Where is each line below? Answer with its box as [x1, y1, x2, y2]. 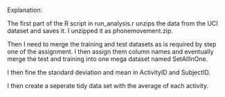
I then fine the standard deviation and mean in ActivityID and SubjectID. [7, 69, 211, 76]
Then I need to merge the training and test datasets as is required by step [7, 40, 217, 48]
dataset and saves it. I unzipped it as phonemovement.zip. [7, 27, 173, 35]
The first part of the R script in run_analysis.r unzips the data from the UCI [7, 19, 218, 27]
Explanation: [7, 6, 43, 14]
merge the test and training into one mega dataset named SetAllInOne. [7, 55, 208, 63]
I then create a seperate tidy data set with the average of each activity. [7, 82, 209, 89]
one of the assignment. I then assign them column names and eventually [7, 48, 214, 55]
